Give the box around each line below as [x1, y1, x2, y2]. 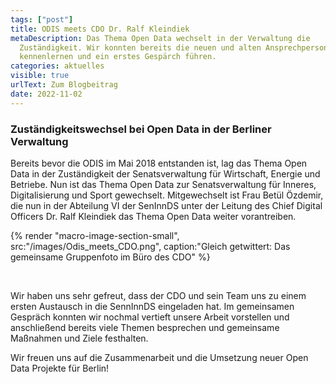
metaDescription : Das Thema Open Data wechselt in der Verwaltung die [10, 33, 311, 43]
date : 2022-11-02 [10, 89, 83, 99]
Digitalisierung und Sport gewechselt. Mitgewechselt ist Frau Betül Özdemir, [10, 189, 324, 201]
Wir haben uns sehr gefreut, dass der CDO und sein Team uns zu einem [10, 289, 307, 301]
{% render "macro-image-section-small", [10, 229, 180, 241]
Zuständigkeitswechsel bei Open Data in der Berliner [10, 122, 272, 136]
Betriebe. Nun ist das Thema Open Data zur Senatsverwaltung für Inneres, [10, 178, 317, 190]
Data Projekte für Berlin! [10, 362, 110, 374]
